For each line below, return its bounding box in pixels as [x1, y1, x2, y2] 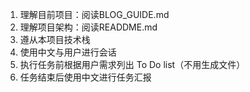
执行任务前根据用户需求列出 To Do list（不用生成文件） [19, 59, 246, 70]
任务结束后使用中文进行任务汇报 [19, 71, 152, 83]
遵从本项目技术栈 [19, 34, 91, 45]
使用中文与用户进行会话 [19, 46, 117, 58]
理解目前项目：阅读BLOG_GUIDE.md [19, 9, 170, 20]
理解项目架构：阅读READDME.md [19, 21, 158, 33]
